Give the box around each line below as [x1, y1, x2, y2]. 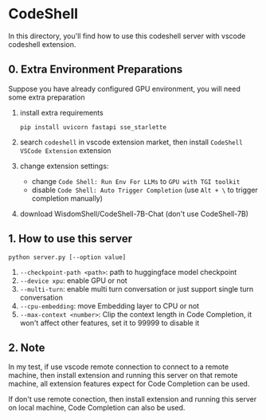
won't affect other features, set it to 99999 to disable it [19, 318, 200, 328]
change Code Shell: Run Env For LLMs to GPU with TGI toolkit [31, 176, 241, 186]
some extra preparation [8, 92, 85, 102]
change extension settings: [19, 161, 109, 171]
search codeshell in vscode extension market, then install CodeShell [19, 137, 243, 147]
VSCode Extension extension [19, 145, 111, 155]
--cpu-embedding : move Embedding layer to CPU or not [19, 300, 200, 311]
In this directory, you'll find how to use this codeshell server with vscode [8, 31, 246, 41]
